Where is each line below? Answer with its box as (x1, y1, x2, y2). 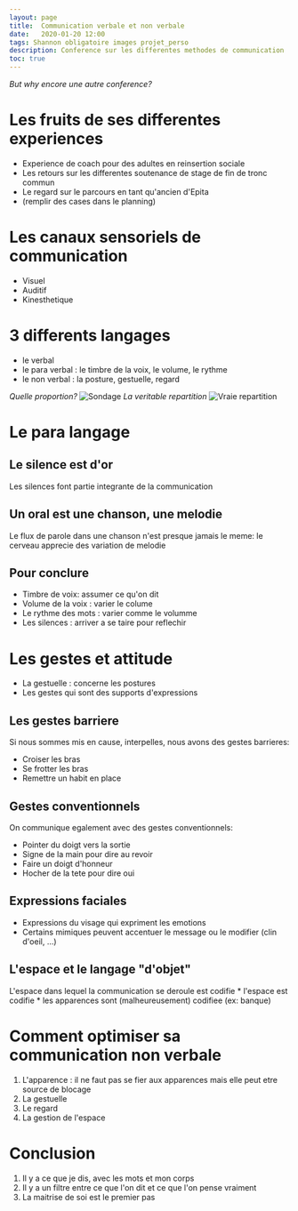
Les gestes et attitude (9, 648, 173, 669)
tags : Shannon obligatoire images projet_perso (9, 37, 189, 47)
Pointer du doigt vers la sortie (21, 839, 131, 850)
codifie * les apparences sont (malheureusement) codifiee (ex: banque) (9, 995, 271, 1006)
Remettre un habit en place (21, 773, 122, 783)
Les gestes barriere (9, 713, 120, 728)
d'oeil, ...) (21, 935, 57, 947)
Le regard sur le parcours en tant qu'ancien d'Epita (21, 186, 209, 196)
